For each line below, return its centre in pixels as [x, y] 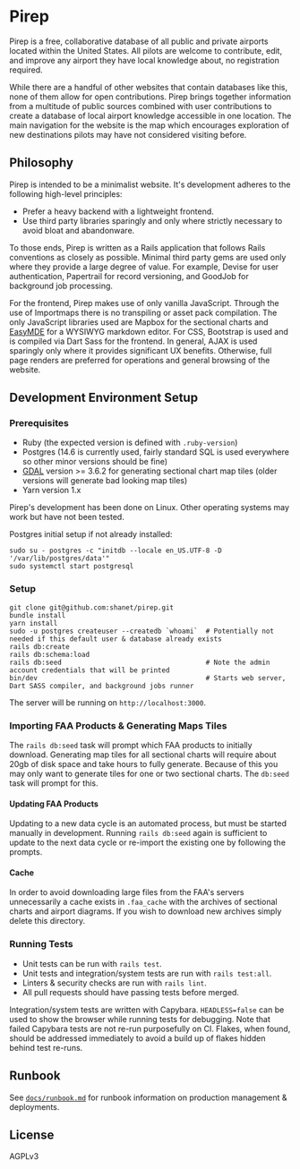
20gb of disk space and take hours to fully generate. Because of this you [144, 764]
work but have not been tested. [67, 517]
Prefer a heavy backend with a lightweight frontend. [118, 211]
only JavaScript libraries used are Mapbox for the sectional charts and [139, 322]
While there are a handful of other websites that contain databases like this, [149, 87]
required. [26, 70]
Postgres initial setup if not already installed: [91, 534]
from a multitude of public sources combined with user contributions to [141, 106]
